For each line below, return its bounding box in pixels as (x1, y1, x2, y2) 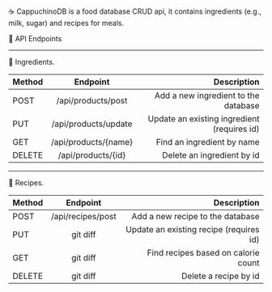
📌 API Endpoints (8, 34, 62, 43)
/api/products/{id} (57, 150, 126, 160)
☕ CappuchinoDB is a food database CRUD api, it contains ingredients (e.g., (8, 6, 261, 16)
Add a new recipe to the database (131, 211, 260, 222)
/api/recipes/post (51, 211, 117, 222)
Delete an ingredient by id (161, 150, 260, 160)
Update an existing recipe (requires (125, 224, 260, 235)
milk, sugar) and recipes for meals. (8, 19, 125, 28)
